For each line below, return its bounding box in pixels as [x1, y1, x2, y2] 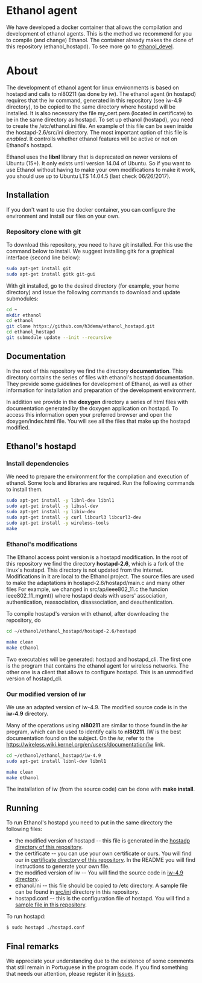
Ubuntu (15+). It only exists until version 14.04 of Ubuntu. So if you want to [6, 159, 191, 166]
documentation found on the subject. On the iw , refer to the [6, 734, 154, 742]
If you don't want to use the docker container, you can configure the [6, 206, 176, 213]
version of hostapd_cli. [6, 675, 63, 682]
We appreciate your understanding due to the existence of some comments [6, 957, 194, 964]
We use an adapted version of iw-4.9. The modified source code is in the [6, 703, 188, 710]
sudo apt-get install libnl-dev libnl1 [6, 758, 107, 764]
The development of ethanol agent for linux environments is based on [6, 84, 179, 91]
